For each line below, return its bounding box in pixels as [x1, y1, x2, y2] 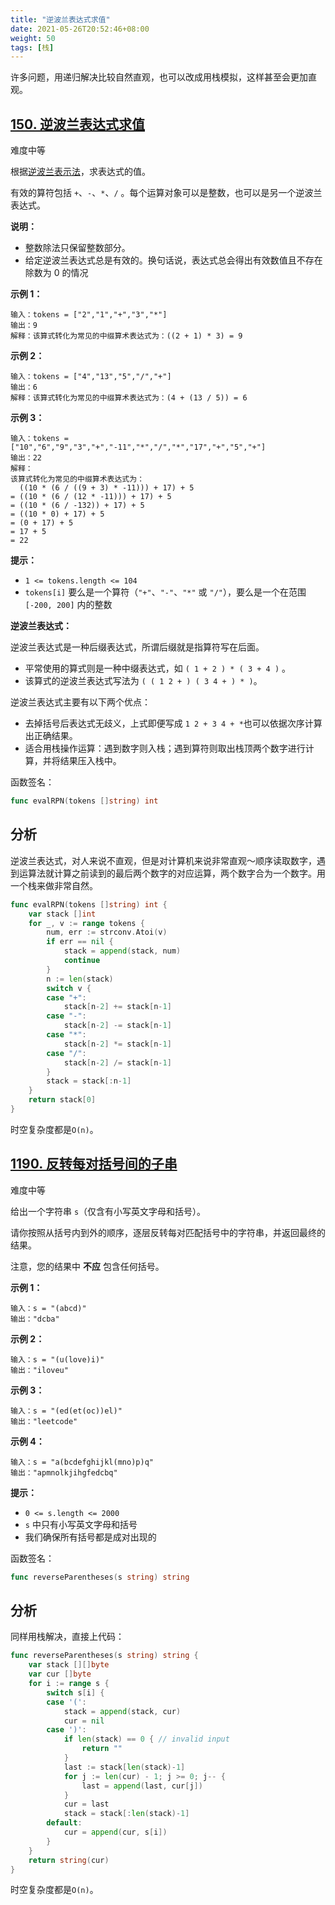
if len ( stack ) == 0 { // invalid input [63, 1734, 230, 1745]
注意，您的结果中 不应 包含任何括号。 [10, 1260, 165, 1272]
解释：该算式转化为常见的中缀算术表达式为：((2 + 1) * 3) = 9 [10, 331, 243, 341]
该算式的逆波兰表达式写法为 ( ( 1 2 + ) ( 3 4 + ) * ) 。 [24, 675, 263, 687]
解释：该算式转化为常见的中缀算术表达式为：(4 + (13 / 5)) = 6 [10, 393, 248, 403]
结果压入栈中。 [59, 755, 122, 767]
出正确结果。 [24, 730, 78, 742]
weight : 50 [10, 33, 56, 43]
